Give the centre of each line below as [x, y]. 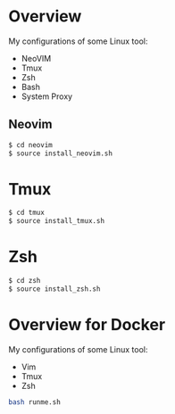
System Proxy [47, 96]
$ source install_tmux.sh [56, 221]
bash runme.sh [35, 402]
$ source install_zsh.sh [54, 289]
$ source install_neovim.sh [61, 153]
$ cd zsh [25, 281]
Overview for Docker [87, 325]
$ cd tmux [27, 213]
